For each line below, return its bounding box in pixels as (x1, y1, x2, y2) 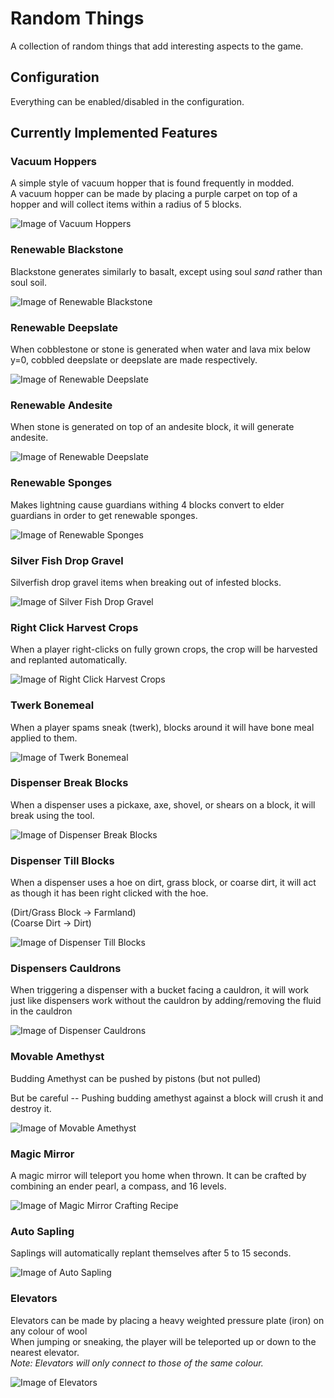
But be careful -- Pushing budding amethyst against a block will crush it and (10, 1092, 324, 1104)
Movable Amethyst (10, 1050, 105, 1064)
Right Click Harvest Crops (10, 620, 139, 634)
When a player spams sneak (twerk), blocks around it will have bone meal (10, 721, 315, 733)
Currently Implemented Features (10, 125, 218, 142)
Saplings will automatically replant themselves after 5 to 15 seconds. (10, 1247, 292, 1259)
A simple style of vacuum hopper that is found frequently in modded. (10, 177, 295, 189)
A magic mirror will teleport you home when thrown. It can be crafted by (10, 1170, 307, 1181)
